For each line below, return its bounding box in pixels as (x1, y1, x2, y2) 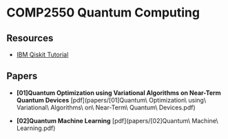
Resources (6, 32, 54, 44)
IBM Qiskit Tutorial (16, 50, 69, 58)
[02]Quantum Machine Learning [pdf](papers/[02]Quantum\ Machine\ (16, 116, 218, 125)
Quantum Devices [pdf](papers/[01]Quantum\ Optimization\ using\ (16, 96, 207, 104)
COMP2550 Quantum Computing (6, 5, 200, 21)
